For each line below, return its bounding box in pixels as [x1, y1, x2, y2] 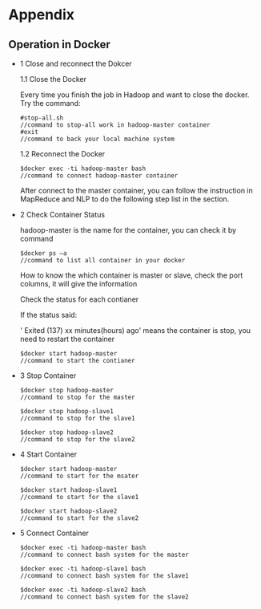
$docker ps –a [19, 250, 67, 258]
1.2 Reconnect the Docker [19, 149, 106, 158]
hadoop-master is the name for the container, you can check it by [19, 225, 237, 234]
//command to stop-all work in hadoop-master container [19, 121, 211, 129]
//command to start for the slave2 [19, 514, 139, 522]
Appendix [8, 6, 74, 24]
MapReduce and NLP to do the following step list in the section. [19, 194, 230, 204]
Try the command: [19, 99, 81, 108]
